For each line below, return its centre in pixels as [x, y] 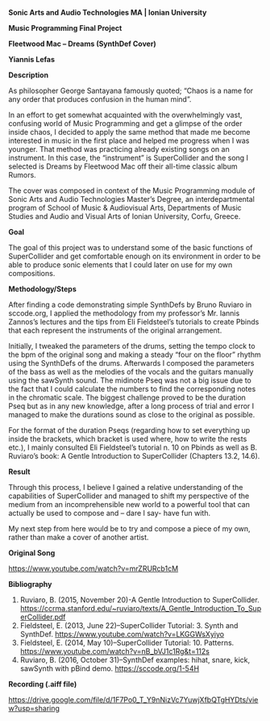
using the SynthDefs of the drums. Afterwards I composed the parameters [131, 363]
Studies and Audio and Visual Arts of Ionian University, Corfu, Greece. [125, 216]
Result [19, 472]
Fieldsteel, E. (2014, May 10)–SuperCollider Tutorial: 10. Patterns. [127, 643]
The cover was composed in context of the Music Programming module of [132, 191]
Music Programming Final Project [65, 28]
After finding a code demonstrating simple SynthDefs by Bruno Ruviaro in [130, 304]
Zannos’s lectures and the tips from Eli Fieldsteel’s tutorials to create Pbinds [134, 322]
